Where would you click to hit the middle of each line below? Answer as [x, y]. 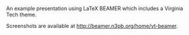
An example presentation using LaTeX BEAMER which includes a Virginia [95, 8]
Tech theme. [21, 15]
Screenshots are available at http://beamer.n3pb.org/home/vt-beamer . [92, 26]
